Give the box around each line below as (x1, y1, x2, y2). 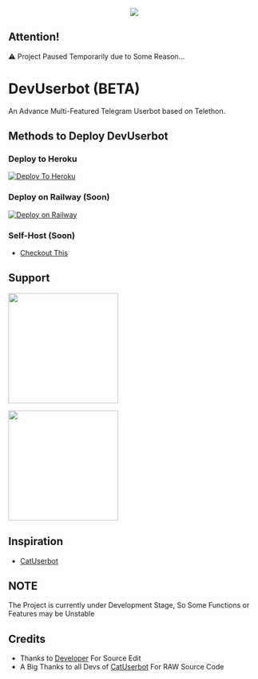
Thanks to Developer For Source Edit (19, 653, 141, 663)
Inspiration (8, 535, 64, 548)
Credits (8, 632, 46, 645)
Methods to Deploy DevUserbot (8, 129, 169, 143)
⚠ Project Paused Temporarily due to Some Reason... (8, 51, 185, 61)
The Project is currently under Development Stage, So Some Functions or (8, 600, 250, 610)
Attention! (8, 30, 60, 44)
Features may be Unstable (8, 609, 95, 619)
